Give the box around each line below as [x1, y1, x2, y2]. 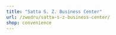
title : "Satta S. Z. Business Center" [6, 8, 102, 15]
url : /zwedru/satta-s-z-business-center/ [6, 14, 111, 20]
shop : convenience [6, 20, 52, 26]
